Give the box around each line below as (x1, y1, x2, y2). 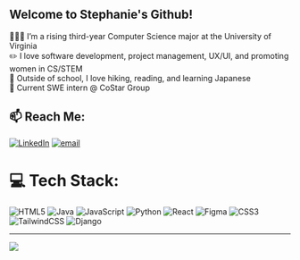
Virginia (9, 40, 37, 51)
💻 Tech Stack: (9, 170, 120, 190)
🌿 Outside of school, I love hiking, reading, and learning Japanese (9, 72, 252, 83)
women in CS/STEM (9, 63, 83, 74)
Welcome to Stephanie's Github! (9, 7, 194, 22)
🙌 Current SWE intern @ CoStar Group (9, 82, 150, 93)
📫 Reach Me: (9, 109, 86, 124)
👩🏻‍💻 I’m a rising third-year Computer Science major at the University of (9, 30, 272, 41)
